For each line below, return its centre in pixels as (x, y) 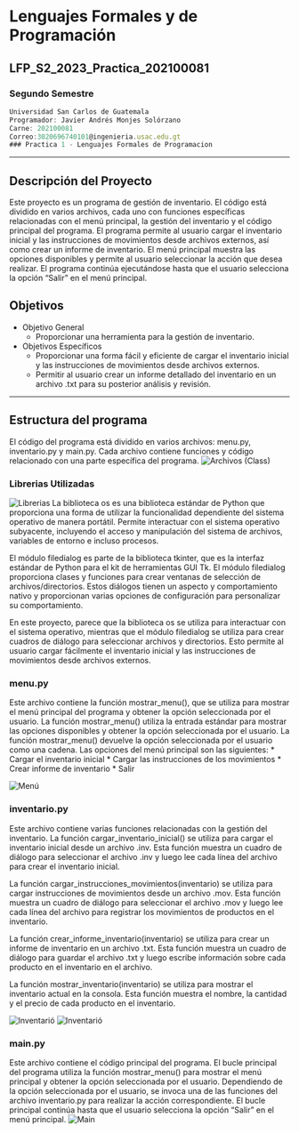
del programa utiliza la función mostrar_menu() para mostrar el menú (136, 1072)
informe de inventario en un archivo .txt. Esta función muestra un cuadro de (148, 948)
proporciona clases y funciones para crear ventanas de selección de (135, 576)
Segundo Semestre (52, 93)
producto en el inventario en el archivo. (81, 967)
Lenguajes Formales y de (104, 16)
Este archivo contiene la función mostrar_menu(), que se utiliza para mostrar (149, 703)
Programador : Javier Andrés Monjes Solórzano (95, 120)
